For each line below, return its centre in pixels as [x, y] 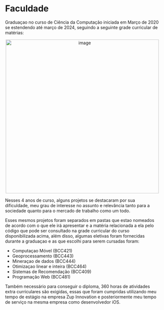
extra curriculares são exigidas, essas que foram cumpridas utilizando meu [81, 291]
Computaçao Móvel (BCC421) [42, 250]
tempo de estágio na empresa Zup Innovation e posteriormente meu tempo [81, 297]
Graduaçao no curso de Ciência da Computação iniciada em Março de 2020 [82, 22]
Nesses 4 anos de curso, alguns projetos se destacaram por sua [70, 200]
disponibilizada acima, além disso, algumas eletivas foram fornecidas [75, 236]
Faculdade [27, 9]
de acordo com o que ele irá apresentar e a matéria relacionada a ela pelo [80, 225]
